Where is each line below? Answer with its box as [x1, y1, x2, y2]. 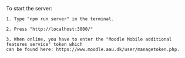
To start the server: [6, 5, 53, 12]
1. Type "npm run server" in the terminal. [6, 16, 115, 22]
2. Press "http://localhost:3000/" [6, 26, 93, 32]
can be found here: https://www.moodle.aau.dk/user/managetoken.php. [6, 46, 180, 52]
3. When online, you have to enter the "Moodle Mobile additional [6, 37, 172, 42]
